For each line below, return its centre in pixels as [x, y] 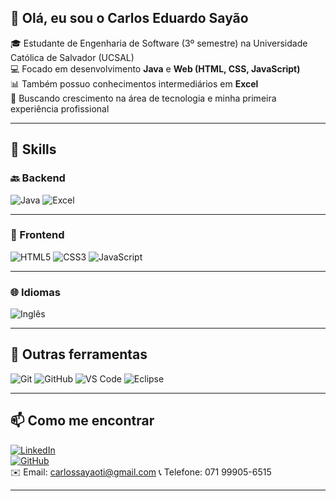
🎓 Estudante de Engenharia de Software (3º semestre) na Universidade [159, 43]
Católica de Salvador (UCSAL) [72, 57]
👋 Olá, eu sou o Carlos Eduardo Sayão [129, 18]
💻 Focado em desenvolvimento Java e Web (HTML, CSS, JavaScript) [155, 68]
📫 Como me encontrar [82, 421]
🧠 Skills [33, 149]
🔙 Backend [38, 178]
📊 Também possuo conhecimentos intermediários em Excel [134, 83]
